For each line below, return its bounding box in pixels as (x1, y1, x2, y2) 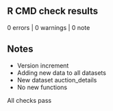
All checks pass (7, 96, 52, 104)
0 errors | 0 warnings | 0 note (7, 23, 90, 31)
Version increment (16, 61, 69, 69)
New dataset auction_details (16, 76, 97, 84)
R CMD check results (7, 5, 99, 17)
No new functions (16, 83, 68, 91)
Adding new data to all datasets (16, 68, 106, 77)
